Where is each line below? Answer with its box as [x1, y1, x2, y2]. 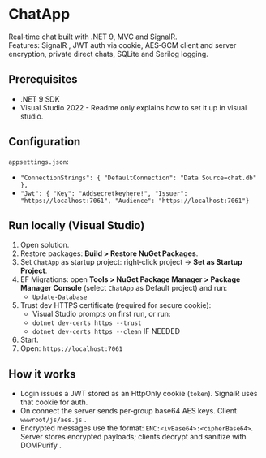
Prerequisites [8, 72, 78, 86]
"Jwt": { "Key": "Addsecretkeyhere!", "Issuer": [19, 189, 188, 197]
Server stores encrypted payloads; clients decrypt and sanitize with [19, 432, 247, 442]
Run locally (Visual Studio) [8, 218, 145, 232]
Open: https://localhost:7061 [19, 343, 123, 353]
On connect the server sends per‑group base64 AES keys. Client [19, 406, 238, 416]
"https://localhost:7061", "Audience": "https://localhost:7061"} [19, 197, 250, 205]
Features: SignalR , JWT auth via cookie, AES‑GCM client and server [8, 40, 237, 50]
